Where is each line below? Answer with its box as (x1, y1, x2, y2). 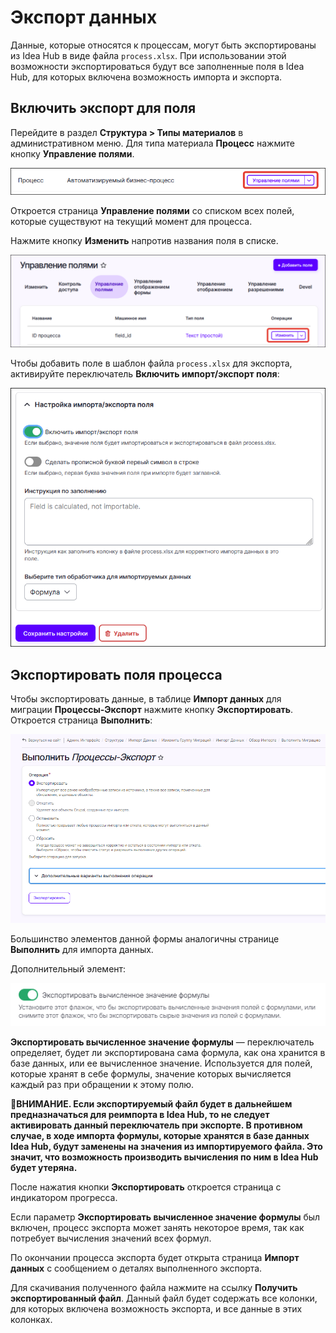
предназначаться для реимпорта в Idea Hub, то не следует (10, 1108, 270, 1120)
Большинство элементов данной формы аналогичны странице (10, 933, 280, 945)
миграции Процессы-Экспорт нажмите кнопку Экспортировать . (10, 704, 294, 716)
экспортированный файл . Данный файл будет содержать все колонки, (10, 1292, 318, 1304)
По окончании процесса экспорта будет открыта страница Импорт (10, 1251, 300, 1263)
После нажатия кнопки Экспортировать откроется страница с (10, 1181, 282, 1193)
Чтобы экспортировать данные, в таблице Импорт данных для (10, 693, 282, 705)
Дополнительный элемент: (10, 963, 127, 975)
